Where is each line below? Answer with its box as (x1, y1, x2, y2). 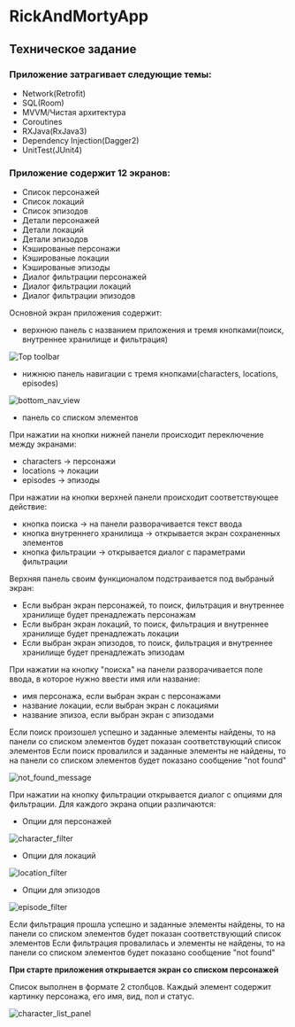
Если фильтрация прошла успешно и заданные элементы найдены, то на (9, 919, 285, 930)
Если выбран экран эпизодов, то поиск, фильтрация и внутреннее (21, 638, 274, 649)
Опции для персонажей (21, 816, 112, 827)
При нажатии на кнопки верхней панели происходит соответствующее (9, 492, 279, 502)
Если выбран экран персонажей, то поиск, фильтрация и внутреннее (21, 600, 284, 611)
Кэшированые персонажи (21, 244, 121, 254)
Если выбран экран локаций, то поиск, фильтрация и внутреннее (21, 619, 269, 630)
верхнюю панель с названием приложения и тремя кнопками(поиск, (21, 325, 284, 336)
